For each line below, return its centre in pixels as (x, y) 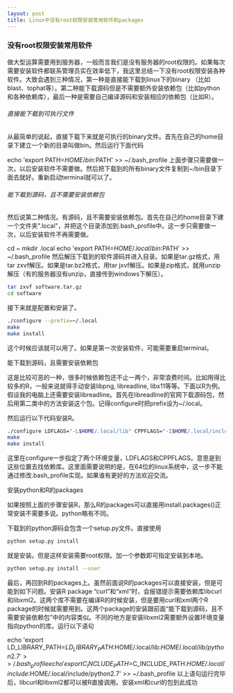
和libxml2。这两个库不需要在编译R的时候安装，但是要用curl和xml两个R (108, 599)
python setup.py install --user (54, 569)
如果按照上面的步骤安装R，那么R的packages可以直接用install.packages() (111, 505)
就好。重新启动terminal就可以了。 (67, 177)
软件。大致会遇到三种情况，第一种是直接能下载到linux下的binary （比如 (109, 79)
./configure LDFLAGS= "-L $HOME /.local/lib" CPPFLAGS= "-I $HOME (97, 431)
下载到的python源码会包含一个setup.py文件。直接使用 (84, 528)
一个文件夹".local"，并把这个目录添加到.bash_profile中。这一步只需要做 (109, 226)
